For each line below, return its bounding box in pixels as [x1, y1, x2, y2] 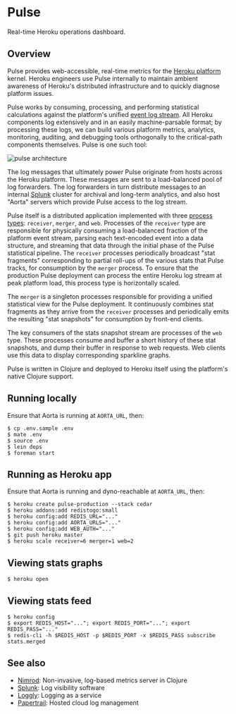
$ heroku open [7, 576, 49, 583]
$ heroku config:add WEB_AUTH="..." [7, 526, 115, 533]
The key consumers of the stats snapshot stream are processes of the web [7, 328, 223, 337]
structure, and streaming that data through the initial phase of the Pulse [7, 241, 215, 250]
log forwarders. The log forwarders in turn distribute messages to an [7, 183, 206, 191]
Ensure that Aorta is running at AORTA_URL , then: [7, 411, 144, 419]
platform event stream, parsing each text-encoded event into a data [7, 233, 204, 242]
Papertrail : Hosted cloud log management [17, 698, 139, 707]
